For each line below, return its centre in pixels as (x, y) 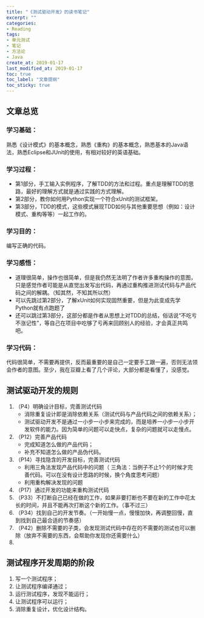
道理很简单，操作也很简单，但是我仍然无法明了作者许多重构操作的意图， (105, 277)
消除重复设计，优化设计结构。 (52, 609)
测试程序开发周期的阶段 (50, 563)
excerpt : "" (21, 18)
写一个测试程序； (36, 579)
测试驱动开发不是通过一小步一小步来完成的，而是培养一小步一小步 (107, 421)
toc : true (19, 74)
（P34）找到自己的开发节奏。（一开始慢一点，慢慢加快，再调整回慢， (101, 512)
